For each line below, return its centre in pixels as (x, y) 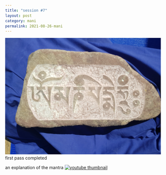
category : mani (21, 21)
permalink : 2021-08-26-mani (34, 26)
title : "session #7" (26, 10)
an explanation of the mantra (34, 168)
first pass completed (26, 158)
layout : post (19, 16)
